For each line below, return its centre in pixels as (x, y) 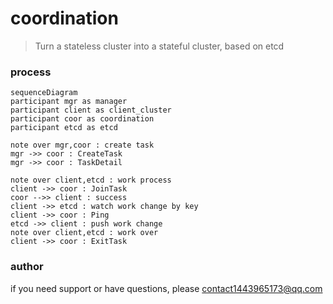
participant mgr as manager (69, 102)
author (27, 267)
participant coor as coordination (82, 119)
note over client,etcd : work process (91, 180)
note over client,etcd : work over (84, 233)
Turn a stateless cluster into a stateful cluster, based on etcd (159, 46)
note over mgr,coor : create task (82, 145)
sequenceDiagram (44, 93)
